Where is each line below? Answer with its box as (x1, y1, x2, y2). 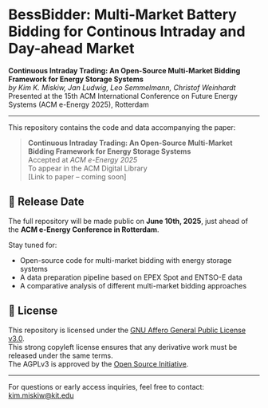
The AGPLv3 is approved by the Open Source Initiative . (8, 359, 189, 368)
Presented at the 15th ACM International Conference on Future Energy (8, 91, 238, 100)
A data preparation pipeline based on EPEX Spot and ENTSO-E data (19, 273, 243, 282)
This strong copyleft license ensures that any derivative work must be (8, 342, 238, 351)
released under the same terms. (8, 351, 113, 360)
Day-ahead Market (8, 40, 135, 57)
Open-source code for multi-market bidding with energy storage (19, 255, 232, 265)
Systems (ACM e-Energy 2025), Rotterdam (8, 100, 149, 109)
